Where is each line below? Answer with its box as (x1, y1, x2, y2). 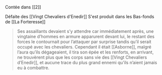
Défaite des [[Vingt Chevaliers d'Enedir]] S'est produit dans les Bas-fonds (5, 14, 155, 19)
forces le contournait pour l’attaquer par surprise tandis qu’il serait (17, 39, 152, 45)
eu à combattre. (17, 65, 50, 71)
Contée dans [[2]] (5, 4, 41, 10)
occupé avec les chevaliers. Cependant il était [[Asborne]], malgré (17, 44, 152, 50)
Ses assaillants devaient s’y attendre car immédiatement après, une (17, 28, 154, 34)
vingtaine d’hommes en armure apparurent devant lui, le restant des (17, 34, 155, 39)
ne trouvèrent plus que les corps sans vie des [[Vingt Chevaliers (17, 54, 147, 60)
